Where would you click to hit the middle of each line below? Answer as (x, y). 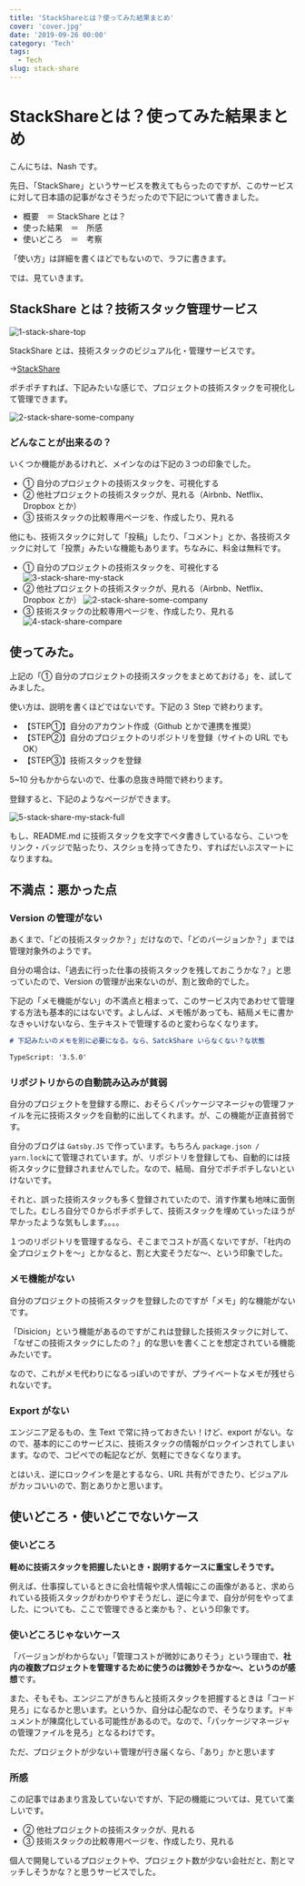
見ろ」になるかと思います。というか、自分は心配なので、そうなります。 (144, 1710)
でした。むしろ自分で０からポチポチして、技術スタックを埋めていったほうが (152, 1211)
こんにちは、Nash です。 (56, 166)
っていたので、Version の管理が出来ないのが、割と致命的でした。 (132, 982)
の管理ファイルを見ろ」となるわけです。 (85, 1733)
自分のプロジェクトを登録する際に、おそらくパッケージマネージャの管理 (144, 1104)
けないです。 (33, 1181)
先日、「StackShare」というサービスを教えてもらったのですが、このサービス (152, 185)
